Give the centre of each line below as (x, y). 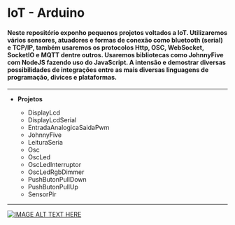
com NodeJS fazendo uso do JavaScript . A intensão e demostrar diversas (116, 62)
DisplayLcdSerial (52, 120)
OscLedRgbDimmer (56, 172)
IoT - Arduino (46, 13)
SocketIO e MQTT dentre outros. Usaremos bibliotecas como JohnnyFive (115, 55)
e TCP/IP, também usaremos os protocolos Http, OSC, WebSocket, (106, 48)
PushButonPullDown (57, 180)
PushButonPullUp (53, 187)
